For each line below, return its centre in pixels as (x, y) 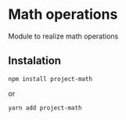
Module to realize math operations (63, 36)
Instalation (34, 61)
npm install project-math (50, 79)
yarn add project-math (45, 107)
